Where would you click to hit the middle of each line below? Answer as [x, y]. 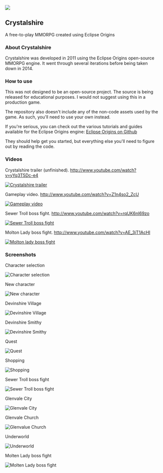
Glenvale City [19, 398]
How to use [19, 82]
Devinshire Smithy [23, 322]
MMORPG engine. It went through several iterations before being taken [77, 63]
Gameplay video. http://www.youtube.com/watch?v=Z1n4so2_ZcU [72, 194]
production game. [23, 102]
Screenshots [21, 254]
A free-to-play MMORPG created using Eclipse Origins [60, 34]
